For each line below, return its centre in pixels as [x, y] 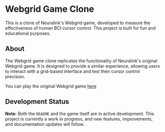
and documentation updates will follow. [45, 124]
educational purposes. [28, 33]
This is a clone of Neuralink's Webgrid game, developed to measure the [78, 23]
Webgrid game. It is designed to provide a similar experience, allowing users [82, 66]
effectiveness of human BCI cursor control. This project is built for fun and [81, 28]
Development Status [37, 102]
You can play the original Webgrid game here [51, 86]
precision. [15, 76]
